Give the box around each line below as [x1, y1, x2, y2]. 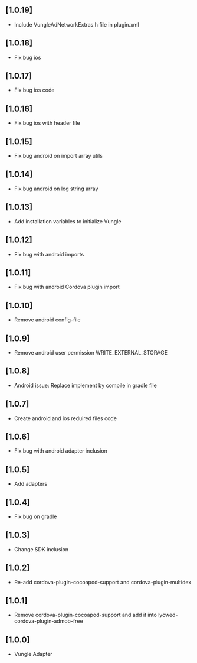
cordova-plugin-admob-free [14, 617, 83, 625]
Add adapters [14, 480, 48, 487]
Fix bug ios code [14, 86, 55, 94]
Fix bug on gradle [14, 513, 57, 520]
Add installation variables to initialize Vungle [14, 217, 122, 225]
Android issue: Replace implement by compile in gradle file [14, 382, 157, 389]
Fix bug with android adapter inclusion [14, 447, 107, 454]
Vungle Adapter [14, 651, 52, 658]
